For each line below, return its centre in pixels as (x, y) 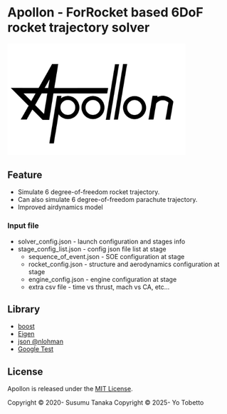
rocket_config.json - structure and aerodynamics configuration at (124, 264)
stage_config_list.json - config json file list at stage (92, 249)
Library (24, 309)
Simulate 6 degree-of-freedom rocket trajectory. (89, 192)
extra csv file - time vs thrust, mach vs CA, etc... (99, 287)
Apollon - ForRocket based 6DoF (106, 12)
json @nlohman (41, 342)
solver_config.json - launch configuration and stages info (101, 241)
